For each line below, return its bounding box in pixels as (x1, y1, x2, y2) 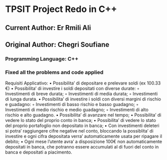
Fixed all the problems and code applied (5, 68, 104, 75)
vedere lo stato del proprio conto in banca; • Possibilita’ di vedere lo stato (5, 117, 156, 123)
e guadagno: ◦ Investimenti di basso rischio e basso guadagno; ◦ (5, 101, 139, 107)
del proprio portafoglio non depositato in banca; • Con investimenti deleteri (5, 122, 160, 128)
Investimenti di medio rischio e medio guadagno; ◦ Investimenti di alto (5, 106, 149, 113)
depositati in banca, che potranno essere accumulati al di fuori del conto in (5, 144, 159, 150)
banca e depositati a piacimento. (5, 149, 72, 155)
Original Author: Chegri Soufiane (5, 40, 110, 48)
